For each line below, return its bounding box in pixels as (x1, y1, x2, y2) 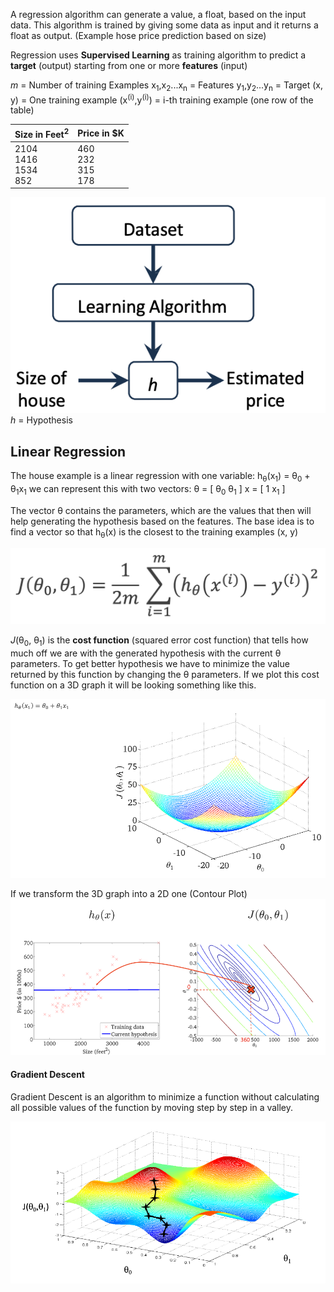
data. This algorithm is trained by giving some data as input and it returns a (10, 19, 319, 31)
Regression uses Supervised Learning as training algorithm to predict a (10, 49, 307, 61)
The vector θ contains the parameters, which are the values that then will (10, 504, 312, 516)
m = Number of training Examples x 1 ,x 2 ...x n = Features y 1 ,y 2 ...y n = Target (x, (10, 79, 323, 93)
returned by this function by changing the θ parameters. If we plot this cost (10, 668, 320, 680)
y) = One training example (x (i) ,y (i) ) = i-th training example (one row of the (10, 92, 314, 106)
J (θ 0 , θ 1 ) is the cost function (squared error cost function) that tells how (10, 634, 309, 648)
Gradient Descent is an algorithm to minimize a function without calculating (10, 1090, 320, 1103)
